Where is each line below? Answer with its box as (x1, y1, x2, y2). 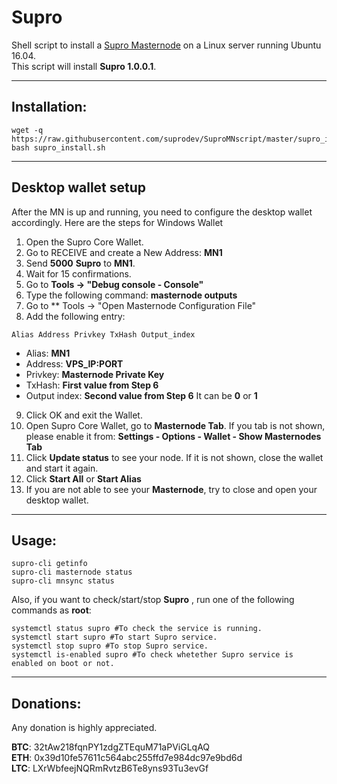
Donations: (11, 695, 82, 712)
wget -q (11, 125, 44, 135)
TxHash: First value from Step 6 (25, 379, 159, 391)
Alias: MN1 (25, 347, 71, 359)
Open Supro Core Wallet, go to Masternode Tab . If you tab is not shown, (25, 419, 326, 431)
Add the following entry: (25, 310, 126, 322)
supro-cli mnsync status (11, 576, 115, 586)
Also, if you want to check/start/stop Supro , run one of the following (11, 594, 295, 606)
